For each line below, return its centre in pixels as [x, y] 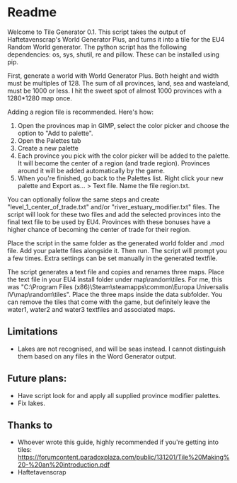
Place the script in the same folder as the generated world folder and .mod [116, 243]
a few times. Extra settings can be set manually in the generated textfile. [112, 258]
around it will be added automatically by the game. [91, 170]
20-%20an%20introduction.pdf [64, 465]
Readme [32, 12]
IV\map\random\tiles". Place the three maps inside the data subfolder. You [115, 294]
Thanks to [30, 425]
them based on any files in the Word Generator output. [97, 356]
